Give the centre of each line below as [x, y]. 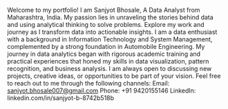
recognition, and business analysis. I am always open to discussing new [110, 69]
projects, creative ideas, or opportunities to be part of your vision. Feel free [114, 76]
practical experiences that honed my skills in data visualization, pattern [108, 61]
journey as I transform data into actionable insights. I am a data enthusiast [112, 32]
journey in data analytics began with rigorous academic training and [104, 54]
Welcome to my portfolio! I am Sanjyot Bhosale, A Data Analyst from [104, 10]
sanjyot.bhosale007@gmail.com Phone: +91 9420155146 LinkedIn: [102, 90]
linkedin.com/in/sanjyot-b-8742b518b [61, 98]
